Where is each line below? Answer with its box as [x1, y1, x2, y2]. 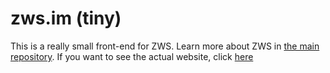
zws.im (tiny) [10, 7, 122, 30]
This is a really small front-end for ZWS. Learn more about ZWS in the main [10, 40, 320, 52]
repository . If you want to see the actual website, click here [10, 50, 254, 62]
